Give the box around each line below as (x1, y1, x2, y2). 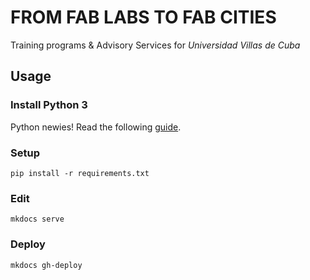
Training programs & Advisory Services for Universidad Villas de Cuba (10, 39, 301, 51)
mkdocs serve (10, 214, 65, 225)
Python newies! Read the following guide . (10, 121, 182, 133)
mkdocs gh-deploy (10, 260, 83, 270)
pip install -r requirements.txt (10, 168, 150, 178)
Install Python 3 (10, 98, 88, 112)
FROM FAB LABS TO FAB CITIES (10, 6, 277, 29)
